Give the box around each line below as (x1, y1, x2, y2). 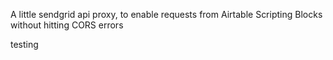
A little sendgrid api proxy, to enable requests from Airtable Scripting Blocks (10, 9, 323, 20)
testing (10, 39, 39, 50)
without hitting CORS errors (10, 19, 124, 31)
